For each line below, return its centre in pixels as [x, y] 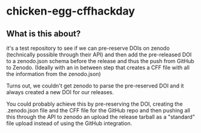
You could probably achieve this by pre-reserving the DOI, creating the [94, 104]
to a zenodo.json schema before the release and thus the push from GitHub [100, 61]
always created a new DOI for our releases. [60, 92]
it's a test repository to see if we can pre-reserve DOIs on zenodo [88, 48]
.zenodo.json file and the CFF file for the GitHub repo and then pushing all [98, 110]
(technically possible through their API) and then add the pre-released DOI [99, 55]
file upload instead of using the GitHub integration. [69, 123]
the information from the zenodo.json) [54, 74]
